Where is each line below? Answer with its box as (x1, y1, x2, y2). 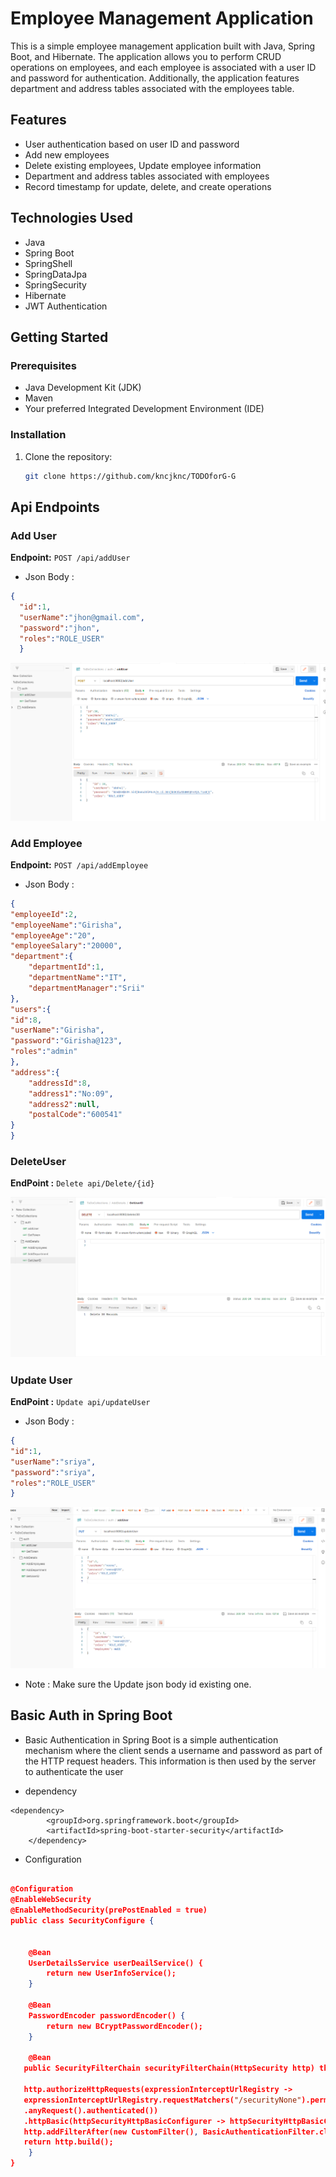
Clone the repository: (24, 450, 113, 462)
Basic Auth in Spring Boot (10, 1707, 173, 1724)
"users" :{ (10, 1004, 52, 1014)
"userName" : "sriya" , (10, 1457, 97, 1467)
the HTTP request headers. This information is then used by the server (24, 1755, 317, 1767)
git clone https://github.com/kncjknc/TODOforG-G (24, 471, 237, 481)
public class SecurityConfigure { (10, 1916, 155, 1926)
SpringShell (24, 257, 73, 269)
